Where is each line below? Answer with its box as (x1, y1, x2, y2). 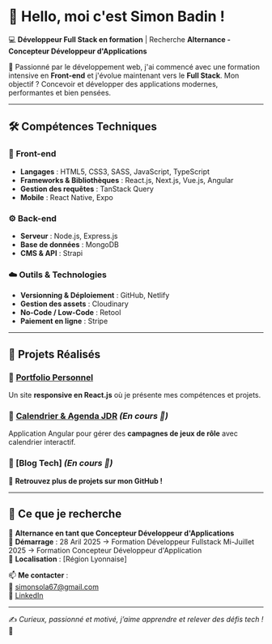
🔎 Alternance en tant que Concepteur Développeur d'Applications (8, 528, 235, 538)
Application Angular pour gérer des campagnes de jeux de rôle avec (8, 429, 239, 438)
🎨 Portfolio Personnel (8, 372, 94, 383)
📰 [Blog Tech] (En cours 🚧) (8, 458, 113, 469)
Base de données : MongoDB (19, 239, 119, 249)
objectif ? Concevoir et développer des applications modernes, (8, 79, 219, 88)
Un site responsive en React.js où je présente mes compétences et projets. (8, 390, 261, 399)
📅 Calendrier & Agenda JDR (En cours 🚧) (8, 410, 168, 421)
